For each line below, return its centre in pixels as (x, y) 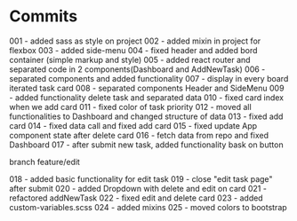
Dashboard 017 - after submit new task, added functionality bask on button (146, 145)
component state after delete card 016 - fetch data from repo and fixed (139, 135)
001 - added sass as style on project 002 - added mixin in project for (135, 41)
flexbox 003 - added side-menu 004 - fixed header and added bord (133, 50)
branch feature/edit (44, 162)
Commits (44, 16)
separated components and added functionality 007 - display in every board (149, 78)
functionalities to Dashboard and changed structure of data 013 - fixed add (146, 116)
